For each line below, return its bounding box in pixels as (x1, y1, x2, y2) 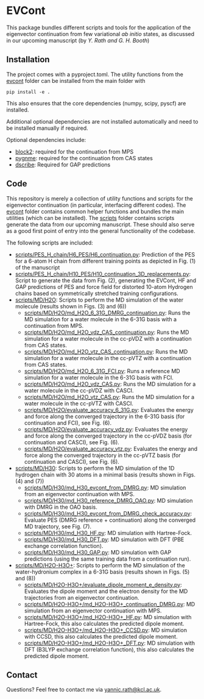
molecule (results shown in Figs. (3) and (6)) (15, 302, 127, 310)
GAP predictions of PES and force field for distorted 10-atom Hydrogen (15, 283, 193, 290)
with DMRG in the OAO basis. (24, 503, 97, 511)
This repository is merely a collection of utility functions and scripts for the (6, 194, 193, 202)
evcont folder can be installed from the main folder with (6, 77, 146, 84)
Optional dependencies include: (6, 136, 86, 143)
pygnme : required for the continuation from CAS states (15, 154, 153, 161)
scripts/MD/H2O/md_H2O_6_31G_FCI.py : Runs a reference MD (24, 367, 181, 375)
